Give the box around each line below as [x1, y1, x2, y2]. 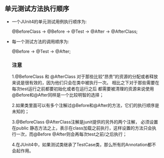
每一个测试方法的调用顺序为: [11, 38, 69, 44]
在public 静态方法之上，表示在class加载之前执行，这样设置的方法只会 [11, 125, 152, 131]
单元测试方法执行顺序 [4, 4, 69, 13]
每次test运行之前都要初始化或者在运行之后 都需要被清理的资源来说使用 [11, 86, 154, 92]
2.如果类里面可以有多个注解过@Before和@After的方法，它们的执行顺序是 [11, 103, 160, 108]
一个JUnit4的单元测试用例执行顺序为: [11, 19, 87, 25]
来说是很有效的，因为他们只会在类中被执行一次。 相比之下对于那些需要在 [11, 80, 160, 86]
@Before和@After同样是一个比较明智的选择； [11, 92, 104, 98]
